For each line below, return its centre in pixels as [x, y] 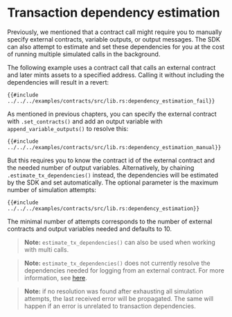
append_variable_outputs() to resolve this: [68, 128]
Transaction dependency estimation [114, 13]
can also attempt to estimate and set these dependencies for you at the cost [116, 46]
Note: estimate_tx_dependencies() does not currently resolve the [117, 263]
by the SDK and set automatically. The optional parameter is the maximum [113, 182]
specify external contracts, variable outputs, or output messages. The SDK [114, 39]
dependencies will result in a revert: [58, 82]
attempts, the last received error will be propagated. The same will [118, 298]
